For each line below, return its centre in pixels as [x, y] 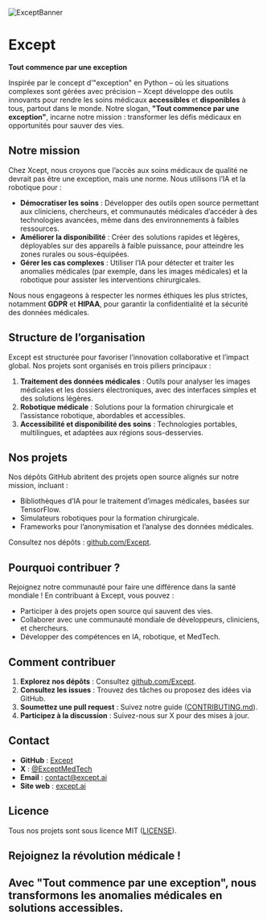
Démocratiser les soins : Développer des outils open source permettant [140, 203]
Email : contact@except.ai [63, 777]
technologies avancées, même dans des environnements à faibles [129, 220]
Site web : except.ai [53, 786]
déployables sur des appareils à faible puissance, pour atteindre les [132, 245]
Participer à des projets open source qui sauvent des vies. [116, 611]
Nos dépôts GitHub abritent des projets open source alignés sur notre [124, 477]
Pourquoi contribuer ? [64, 567]
